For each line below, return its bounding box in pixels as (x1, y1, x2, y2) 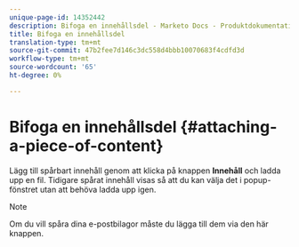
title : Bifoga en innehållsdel (9, 29, 125, 38)
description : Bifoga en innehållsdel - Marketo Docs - (9, 21, 217, 30)
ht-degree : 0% (9, 71, 62, 80)
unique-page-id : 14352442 (9, 12, 105, 22)
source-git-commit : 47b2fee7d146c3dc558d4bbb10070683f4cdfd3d (9, 46, 245, 55)
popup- (243, 174, 271, 185)
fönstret (9, 184, 38, 195)
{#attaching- (180, 116, 278, 137)
